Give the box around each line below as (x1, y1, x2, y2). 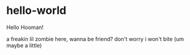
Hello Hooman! (6, 24, 44, 31)
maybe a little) (6, 42, 42, 49)
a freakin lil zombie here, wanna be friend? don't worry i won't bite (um (6, 35, 185, 42)
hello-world (6, 4, 67, 18)
